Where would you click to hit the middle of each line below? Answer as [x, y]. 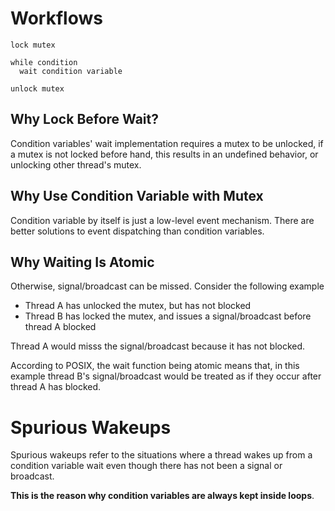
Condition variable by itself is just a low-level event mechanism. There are [162, 220]
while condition [44, 62]
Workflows [56, 18]
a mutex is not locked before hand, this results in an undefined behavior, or [164, 154]
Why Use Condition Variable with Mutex [137, 196]
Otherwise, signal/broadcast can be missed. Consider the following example [167, 286]
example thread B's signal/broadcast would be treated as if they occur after [166, 376]
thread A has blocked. [56, 387]
